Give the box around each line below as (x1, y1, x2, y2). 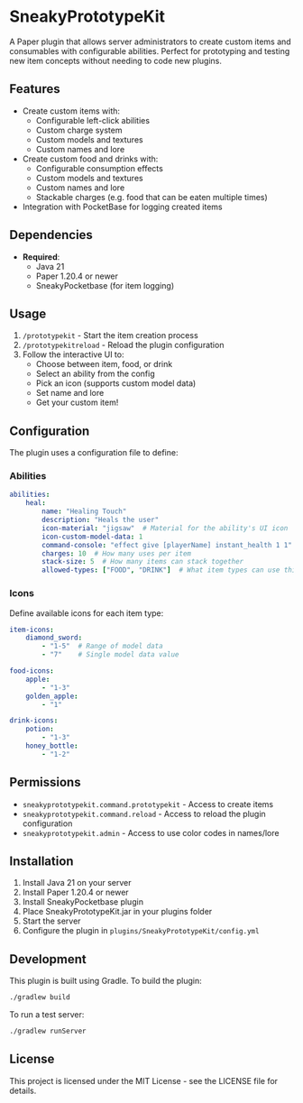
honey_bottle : (25, 741, 78, 750)
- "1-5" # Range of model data (41, 642, 164, 651)
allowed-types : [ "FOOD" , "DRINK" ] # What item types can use (41, 565, 280, 574)
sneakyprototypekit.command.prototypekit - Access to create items (22, 798, 274, 809)
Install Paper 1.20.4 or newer (22, 887, 129, 898)
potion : (25, 724, 54, 734)
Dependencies (9, 227, 93, 243)
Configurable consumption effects (35, 162, 164, 173)
